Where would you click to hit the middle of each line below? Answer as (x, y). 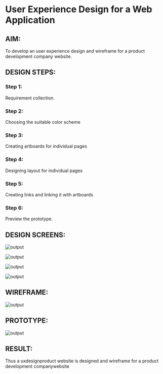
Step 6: (14, 208)
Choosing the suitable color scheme (43, 122)
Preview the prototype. (29, 219)
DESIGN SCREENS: (35, 235)
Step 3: (14, 135)
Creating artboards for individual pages (46, 146)
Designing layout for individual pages (44, 171)
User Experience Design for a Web (79, 9)
